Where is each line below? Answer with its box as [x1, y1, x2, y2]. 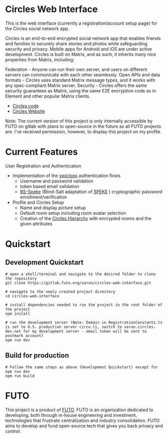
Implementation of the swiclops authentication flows [12, 172, 121, 179]
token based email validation [20, 183, 79, 189]
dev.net [5, 328, 22, 334]
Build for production [5, 351, 69, 360]
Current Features [5, 146, 78, 158]
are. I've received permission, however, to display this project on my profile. [5, 128, 161, 134]
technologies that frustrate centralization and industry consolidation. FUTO [5, 417, 160, 423]
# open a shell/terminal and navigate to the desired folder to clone [5, 272, 156, 277]
